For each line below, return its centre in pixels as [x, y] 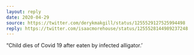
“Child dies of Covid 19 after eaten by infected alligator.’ [75, 45]
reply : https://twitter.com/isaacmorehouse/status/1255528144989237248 [97, 28]
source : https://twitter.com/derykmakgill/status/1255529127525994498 [96, 23]
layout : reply [24, 12]
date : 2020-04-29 [28, 17]
